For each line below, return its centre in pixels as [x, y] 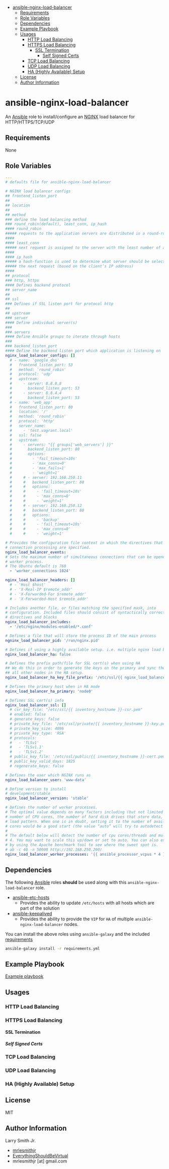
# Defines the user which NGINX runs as [48, 775]
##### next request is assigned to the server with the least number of [83, 247]
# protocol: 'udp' [31, 374]
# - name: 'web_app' [31, 402]
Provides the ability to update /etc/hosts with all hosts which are [87, 903]
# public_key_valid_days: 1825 [43, 761]
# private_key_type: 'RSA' [38, 733]
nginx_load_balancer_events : [36, 552]
